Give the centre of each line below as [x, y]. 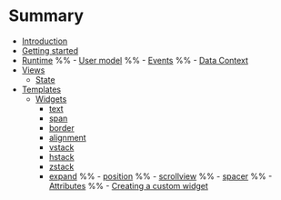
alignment [68, 137]
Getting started [50, 50]
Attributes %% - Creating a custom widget [128, 185]
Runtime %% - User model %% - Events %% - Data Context [135, 60]
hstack [61, 156]
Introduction [45, 41]
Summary [46, 16]
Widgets [51, 99]
